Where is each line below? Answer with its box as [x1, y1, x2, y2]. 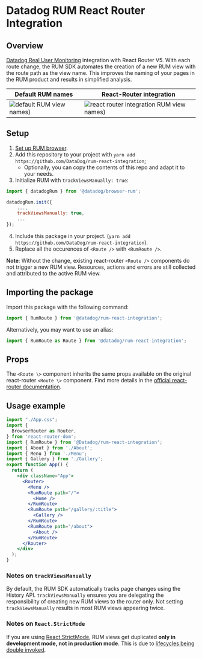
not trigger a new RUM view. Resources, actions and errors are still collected [6, 263, 196, 271]
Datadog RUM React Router [6, 4, 145, 18]
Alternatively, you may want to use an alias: [6, 326, 114, 333]
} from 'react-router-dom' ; [6, 433, 77, 440]
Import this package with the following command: [6, 303, 129, 310]
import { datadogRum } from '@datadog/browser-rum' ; [6, 188, 141, 194]
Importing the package [6, 288, 94, 298]
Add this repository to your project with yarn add [14, 150, 135, 158]
